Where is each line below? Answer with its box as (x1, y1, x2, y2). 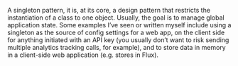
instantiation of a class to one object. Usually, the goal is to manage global (7, 13, 225, 22)
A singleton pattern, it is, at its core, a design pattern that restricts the (7, 6, 211, 14)
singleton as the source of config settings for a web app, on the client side (7, 28, 225, 37)
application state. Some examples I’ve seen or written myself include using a (7, 21, 232, 29)
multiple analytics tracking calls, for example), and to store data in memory (7, 44, 226, 51)
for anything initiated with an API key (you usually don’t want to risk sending (7, 36, 229, 44)
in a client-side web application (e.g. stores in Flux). (7, 51, 158, 59)
